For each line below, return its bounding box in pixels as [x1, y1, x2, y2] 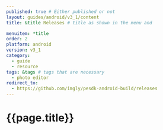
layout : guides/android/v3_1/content [6, 14, 100, 20]
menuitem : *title [6, 30, 49, 36]
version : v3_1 [6, 47, 41, 53]
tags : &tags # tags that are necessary [6, 69, 105, 75]
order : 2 [6, 36, 28, 42]
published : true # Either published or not [6, 8, 116, 15]
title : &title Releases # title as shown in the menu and [6, 20, 152, 26]
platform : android [6, 42, 52, 47]
